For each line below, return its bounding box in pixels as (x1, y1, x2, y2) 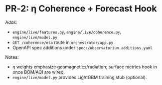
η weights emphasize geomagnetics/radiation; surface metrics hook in (12, 64, 157, 70)
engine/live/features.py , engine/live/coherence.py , (12, 29, 122, 35)
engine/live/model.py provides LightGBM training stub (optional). (12, 74, 147, 80)
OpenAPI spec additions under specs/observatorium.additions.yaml (12, 44, 153, 50)
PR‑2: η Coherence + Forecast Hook (5, 3, 157, 14)
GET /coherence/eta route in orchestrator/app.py (12, 39, 114, 45)
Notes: (5, 54, 19, 60)
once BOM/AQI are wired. (12, 69, 65, 75)
